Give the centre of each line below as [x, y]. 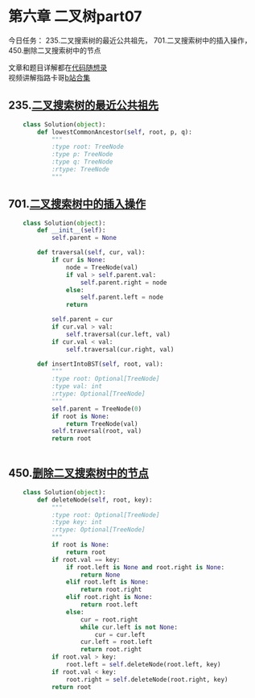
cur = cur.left [120, 634]
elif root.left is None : [107, 582]
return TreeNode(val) [102, 423]
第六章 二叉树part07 [75, 17]
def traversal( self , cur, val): [92, 253]
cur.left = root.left [116, 642]
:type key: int [77, 522]
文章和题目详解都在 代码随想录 [58, 67]
